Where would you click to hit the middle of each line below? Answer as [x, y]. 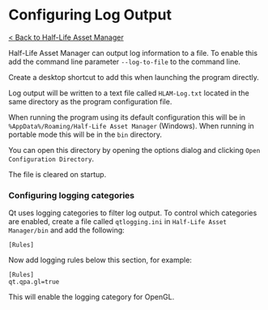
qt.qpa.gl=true [34, 282]
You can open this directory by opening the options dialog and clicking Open [134, 150]
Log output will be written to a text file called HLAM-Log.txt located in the [129, 93]
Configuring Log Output [90, 15]
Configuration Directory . [51, 159]
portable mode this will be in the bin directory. [85, 134]
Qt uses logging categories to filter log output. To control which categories [133, 213]
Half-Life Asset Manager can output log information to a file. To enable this [133, 53]
